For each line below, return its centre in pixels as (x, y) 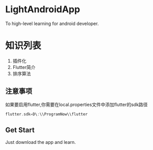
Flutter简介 (24, 67)
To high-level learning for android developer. (52, 23)
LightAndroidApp (43, 9)
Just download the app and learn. (41, 142)
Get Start (20, 130)
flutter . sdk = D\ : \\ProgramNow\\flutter (46, 114)
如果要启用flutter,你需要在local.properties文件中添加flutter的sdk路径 (76, 104)
